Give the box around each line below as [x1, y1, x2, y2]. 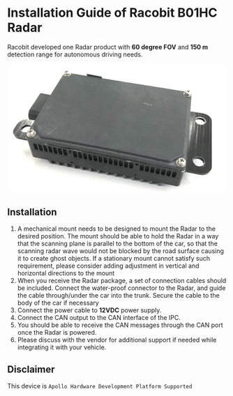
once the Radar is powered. [17, 328, 97, 337]
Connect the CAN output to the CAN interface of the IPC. [17, 314, 181, 322]
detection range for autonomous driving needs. [7, 50, 143, 59]
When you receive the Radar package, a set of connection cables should [17, 277, 227, 285]
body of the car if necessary [17, 298, 99, 307]
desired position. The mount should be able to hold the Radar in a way [17, 232, 219, 241]
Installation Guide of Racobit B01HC [7, 5, 218, 21]
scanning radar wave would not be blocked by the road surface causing [17, 247, 225, 255]
